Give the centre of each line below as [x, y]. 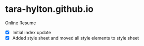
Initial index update [31, 32]
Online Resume [21, 23]
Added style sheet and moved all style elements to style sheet [76, 38]
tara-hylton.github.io [49, 9]
